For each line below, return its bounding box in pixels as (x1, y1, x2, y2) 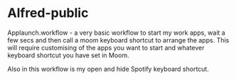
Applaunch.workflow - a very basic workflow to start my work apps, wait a (7, 28, 225, 37)
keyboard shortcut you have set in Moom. (7, 51, 129, 59)
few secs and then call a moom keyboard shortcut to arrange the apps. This (7, 35, 230, 44)
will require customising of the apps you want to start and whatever (7, 43, 205, 52)
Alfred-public (7, 5, 89, 21)
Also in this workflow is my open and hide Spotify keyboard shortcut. (7, 64, 210, 73)
